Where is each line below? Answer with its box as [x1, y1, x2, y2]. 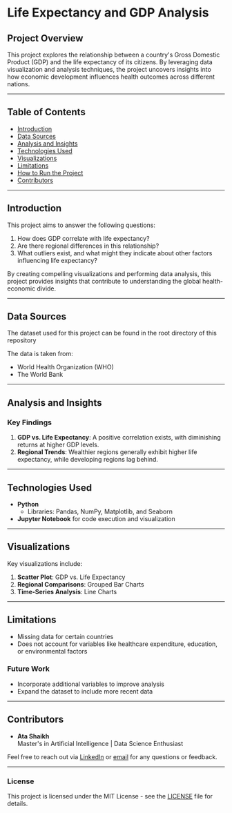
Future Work [7, 664, 50, 674]
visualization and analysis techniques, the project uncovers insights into [7, 66, 212, 73]
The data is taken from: [7, 350, 74, 358]
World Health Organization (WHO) [17, 363, 114, 371]
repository [7, 336, 37, 344]
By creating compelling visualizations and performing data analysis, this [7, 269, 212, 277]
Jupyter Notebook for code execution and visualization [17, 514, 176, 522]
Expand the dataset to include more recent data [17, 687, 153, 695]
